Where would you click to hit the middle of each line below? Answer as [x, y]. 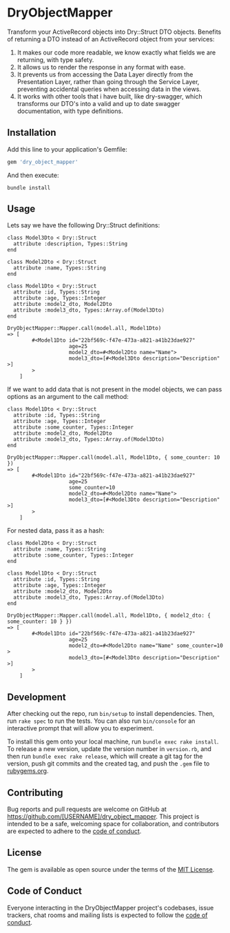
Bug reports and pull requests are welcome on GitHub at [87, 809]
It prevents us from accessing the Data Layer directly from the [105, 74]
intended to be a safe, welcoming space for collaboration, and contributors [113, 824]
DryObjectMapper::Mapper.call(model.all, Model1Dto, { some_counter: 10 [114, 458]
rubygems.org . [28, 771]
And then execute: [33, 175]
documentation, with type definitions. [70, 111]
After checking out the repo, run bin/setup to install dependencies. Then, [111, 714]
